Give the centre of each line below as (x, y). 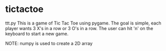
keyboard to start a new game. (37, 33)
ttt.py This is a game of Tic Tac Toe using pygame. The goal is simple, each (83, 23)
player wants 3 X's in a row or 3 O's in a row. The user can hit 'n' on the (79, 28)
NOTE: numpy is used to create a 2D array (49, 43)
